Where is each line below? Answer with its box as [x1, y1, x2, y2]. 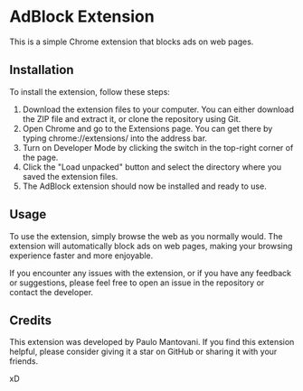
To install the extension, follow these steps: [9, 86, 170, 97]
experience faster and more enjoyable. [9, 250, 154, 261]
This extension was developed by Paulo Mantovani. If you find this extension [9, 337, 295, 348]
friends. [9, 356, 39, 367]
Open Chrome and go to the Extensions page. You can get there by [22, 123, 273, 134]
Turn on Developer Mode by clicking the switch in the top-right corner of [22, 142, 294, 153]
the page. [22, 152, 59, 163]
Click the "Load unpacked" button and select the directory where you [22, 161, 282, 172]
